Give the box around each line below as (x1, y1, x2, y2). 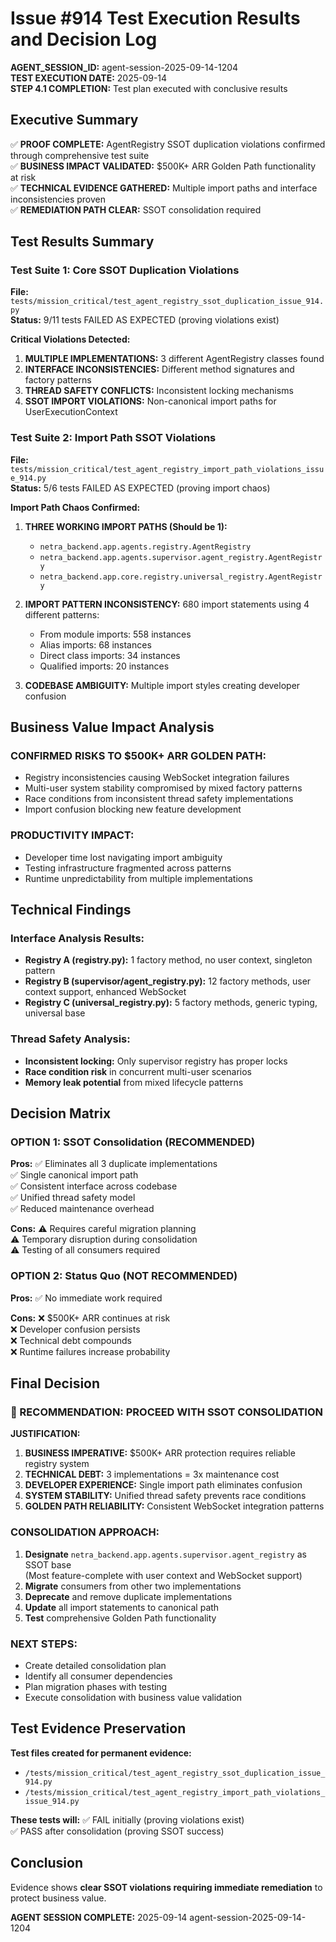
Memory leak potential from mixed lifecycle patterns (24, 1076, 244, 1088)
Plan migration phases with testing (24, 1680, 168, 1692)
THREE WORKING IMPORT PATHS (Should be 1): (24, 520, 228, 532)
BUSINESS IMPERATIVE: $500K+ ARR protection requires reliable (24, 1447, 296, 1459)
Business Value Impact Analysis (10, 719, 215, 736)
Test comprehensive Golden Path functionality (24, 1612, 217, 1624)
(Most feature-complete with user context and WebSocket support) (24, 1569, 303, 1581)
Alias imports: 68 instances (39, 638, 152, 651)
